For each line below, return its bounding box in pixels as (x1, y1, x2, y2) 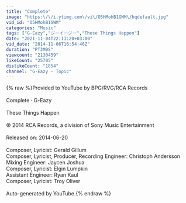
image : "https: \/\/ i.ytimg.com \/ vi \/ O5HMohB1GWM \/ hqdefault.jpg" (6, 14, 168, 20)
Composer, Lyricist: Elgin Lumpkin (6, 165, 88, 173)
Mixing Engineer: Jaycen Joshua (6, 159, 85, 166)
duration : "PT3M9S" (6, 47, 54, 53)
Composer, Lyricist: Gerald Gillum (6, 147, 87, 154)
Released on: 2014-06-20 (6, 134, 68, 141)
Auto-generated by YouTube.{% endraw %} (6, 190, 112, 197)
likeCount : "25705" (6, 57, 54, 63)
